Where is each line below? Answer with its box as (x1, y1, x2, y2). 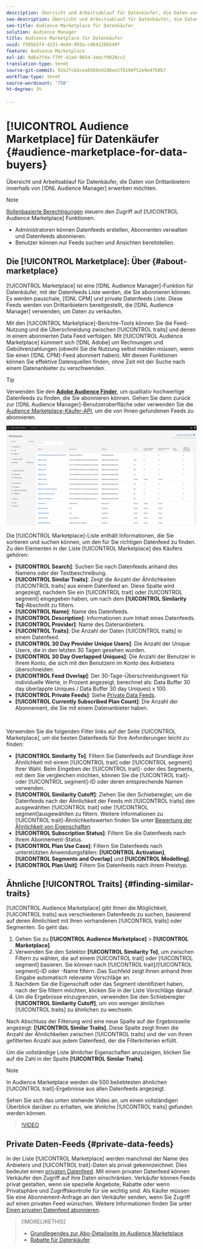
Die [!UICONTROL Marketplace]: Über (6, 256, 151, 267)
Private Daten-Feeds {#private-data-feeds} (6, 1139, 174, 1149)
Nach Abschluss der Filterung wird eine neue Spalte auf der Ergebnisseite (6, 1018, 190, 1025)
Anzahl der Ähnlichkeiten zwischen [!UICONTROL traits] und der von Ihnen (6, 1031, 193, 1038)
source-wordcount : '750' (6, 80, 69, 86)
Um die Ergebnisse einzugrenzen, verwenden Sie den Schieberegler (14, 993, 185, 1000)
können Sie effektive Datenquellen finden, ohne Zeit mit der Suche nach (6, 357, 185, 365)
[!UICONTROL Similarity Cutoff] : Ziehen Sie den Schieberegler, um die (14, 791, 192, 798)
